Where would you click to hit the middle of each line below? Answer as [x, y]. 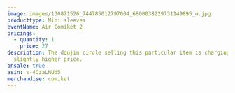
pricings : [22, 33]
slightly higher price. [48, 59]
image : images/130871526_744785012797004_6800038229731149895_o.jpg [109, 14]
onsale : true [26, 66]
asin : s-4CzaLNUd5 [34, 72]
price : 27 [34, 46]
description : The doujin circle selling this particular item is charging [119, 53]
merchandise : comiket [39, 79]
